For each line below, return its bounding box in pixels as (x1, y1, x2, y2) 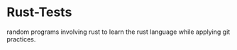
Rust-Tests (6, 4, 72, 20)
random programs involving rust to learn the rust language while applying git (6, 27, 231, 36)
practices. (6, 35, 36, 43)
